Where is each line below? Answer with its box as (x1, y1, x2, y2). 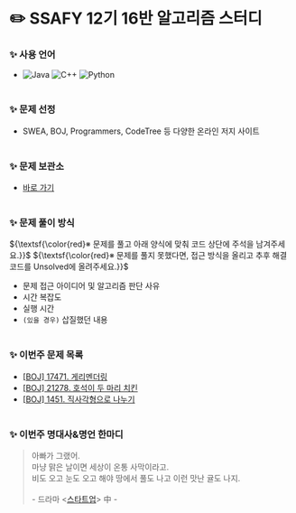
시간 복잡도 (22, 292, 62, 303)
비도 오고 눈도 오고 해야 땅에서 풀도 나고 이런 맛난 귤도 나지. (31, 472, 241, 483)
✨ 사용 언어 (9, 49, 56, 61)
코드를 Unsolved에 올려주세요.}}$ (9, 261, 129, 272)
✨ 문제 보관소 (9, 160, 65, 173)
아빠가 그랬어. (31, 450, 81, 461)
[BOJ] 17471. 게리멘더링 (22, 371, 108, 382)
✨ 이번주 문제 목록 (9, 349, 84, 361)
